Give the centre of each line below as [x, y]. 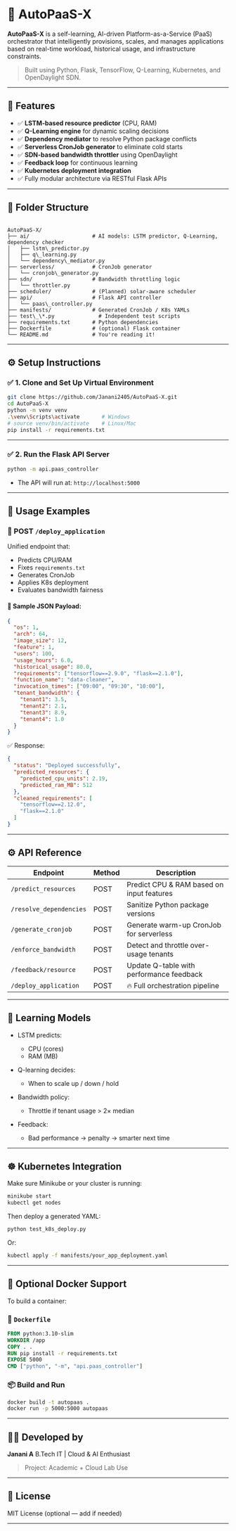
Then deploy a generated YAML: [54, 1217]
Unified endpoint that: [39, 546]
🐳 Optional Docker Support [67, 1284]
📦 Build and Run [36, 1385]
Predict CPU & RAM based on [175, 884]
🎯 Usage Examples [49, 512]
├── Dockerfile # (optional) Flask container [94, 328]
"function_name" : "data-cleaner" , [64, 680]
